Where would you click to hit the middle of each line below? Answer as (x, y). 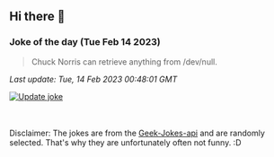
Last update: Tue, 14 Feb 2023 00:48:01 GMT (93, 79)
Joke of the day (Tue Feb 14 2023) (85, 42)
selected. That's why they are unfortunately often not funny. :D (125, 142)
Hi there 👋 (37, 17)
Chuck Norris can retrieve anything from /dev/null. (124, 61)
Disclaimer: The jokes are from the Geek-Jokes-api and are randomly (137, 133)
